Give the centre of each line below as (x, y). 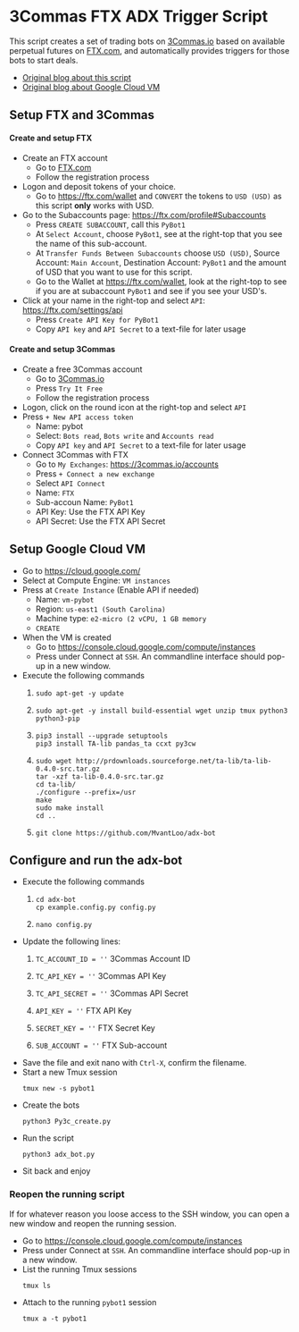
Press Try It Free (69, 388)
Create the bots (51, 1105)
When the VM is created (66, 637)
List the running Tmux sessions (79, 1269)
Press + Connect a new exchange (95, 473)
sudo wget (54, 761)
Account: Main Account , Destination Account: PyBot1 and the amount (161, 262)
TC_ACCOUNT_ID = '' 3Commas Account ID (113, 959)
